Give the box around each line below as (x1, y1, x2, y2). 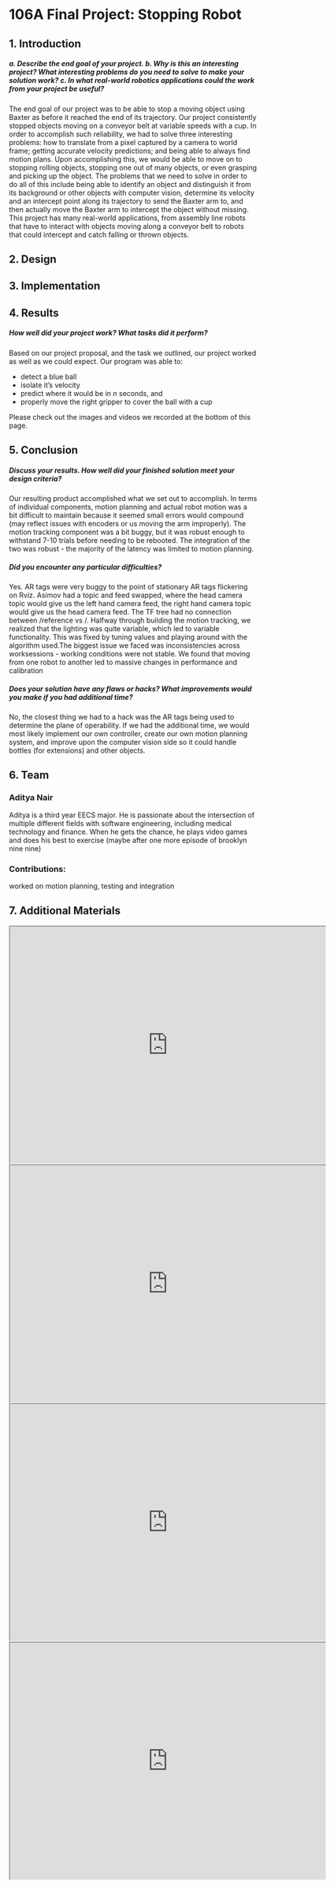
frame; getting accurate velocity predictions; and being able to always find (9, 146, 250, 155)
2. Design (9, 252, 58, 266)
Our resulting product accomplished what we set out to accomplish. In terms (9, 494, 258, 503)
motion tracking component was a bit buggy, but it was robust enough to (9, 527, 245, 537)
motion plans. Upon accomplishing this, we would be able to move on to (9, 154, 243, 163)
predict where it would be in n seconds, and (20, 388, 164, 398)
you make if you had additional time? (9, 692, 133, 701)
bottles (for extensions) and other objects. (9, 746, 146, 755)
